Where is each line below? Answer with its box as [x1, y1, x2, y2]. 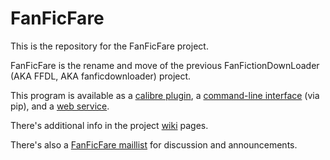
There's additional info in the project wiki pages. [10, 119, 209, 131]
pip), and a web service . [10, 100, 110, 112]
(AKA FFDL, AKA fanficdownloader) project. [10, 70, 192, 82]
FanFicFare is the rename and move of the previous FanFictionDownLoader [10, 59, 320, 71]
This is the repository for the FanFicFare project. [10, 40, 209, 52]
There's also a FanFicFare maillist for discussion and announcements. [10, 138, 298, 151]
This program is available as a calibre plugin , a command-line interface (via [10, 89, 320, 101]
